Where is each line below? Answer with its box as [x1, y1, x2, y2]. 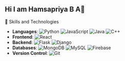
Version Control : [12, 50, 48, 56]
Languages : [12, 28, 38, 35]
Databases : [12, 44, 37, 51]
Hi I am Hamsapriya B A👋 [5, 5, 86, 14]
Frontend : [12, 34, 34, 40]
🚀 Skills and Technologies [5, 18, 59, 24]
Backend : [12, 39, 33, 45]
